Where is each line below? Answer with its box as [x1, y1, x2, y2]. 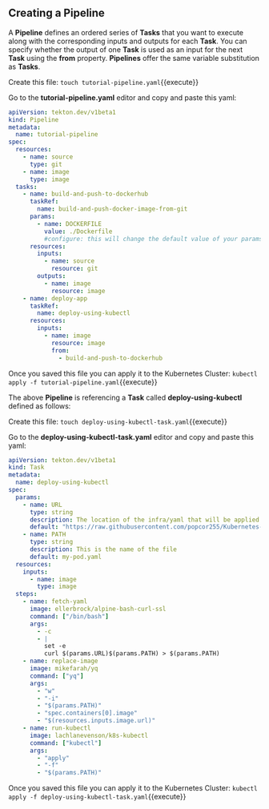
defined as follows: [8, 400, 71, 411]
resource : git [50, 264, 98, 273]
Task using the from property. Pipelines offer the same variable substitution [8, 53, 260, 62]
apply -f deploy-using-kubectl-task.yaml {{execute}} [8, 792, 187, 802]
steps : [15, 590, 38, 598]
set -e [43, 642, 66, 650]
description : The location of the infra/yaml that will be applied [29, 516, 260, 524]
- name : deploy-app [22, 294, 88, 303]
